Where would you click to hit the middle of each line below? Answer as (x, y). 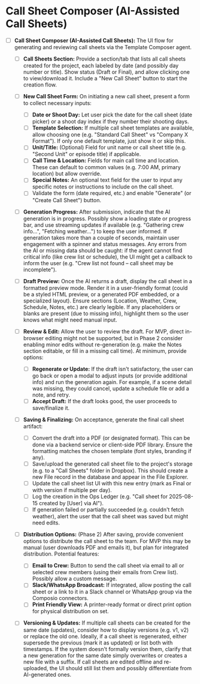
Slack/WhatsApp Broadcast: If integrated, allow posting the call (112, 585)
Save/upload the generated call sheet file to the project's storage (112, 464)
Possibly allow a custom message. (75, 579)
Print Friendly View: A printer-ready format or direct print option (112, 605)
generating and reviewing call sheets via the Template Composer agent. (103, 47)
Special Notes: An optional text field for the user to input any (107, 180)
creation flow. (40, 85)
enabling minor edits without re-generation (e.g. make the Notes (102, 344)
